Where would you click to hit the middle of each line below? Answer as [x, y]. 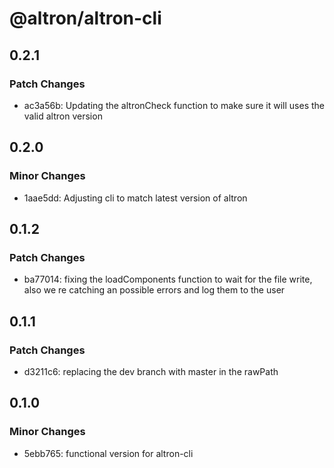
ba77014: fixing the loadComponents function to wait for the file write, [168, 279]
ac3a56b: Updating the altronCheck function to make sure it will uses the [174, 105]
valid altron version [63, 116]
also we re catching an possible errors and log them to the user [154, 290]
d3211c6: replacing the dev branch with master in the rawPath [151, 371]
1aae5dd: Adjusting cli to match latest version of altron [135, 198]
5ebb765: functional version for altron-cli [108, 453]
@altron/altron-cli [85, 18]
